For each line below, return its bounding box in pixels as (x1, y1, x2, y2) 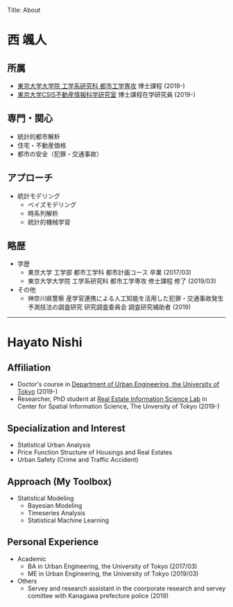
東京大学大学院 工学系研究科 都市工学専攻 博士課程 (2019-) (17, 82, 185, 89)
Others (17, 576, 37, 585)
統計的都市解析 (17, 132, 60, 141)
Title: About (7, 6, 41, 14)
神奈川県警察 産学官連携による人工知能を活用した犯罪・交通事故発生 (27, 294, 224, 302)
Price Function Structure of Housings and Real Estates (17, 448, 173, 456)
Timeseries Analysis (27, 509, 85, 518)
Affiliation (7, 362, 51, 374)
